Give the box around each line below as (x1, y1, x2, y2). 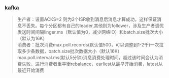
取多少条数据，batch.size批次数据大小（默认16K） (17, 48, 122, 55)
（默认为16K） (17, 35, 48, 42)
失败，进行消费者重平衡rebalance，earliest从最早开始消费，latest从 (21, 61, 163, 67)
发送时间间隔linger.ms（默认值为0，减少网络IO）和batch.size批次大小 (17, 29, 163, 35)
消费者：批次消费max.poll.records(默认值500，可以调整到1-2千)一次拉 (17, 42, 164, 48)
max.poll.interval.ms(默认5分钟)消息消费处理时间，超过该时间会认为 (17, 55, 159, 61)
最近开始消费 (17, 67, 44, 73)
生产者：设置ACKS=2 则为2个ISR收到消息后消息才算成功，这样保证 (17, 16, 157, 22)
